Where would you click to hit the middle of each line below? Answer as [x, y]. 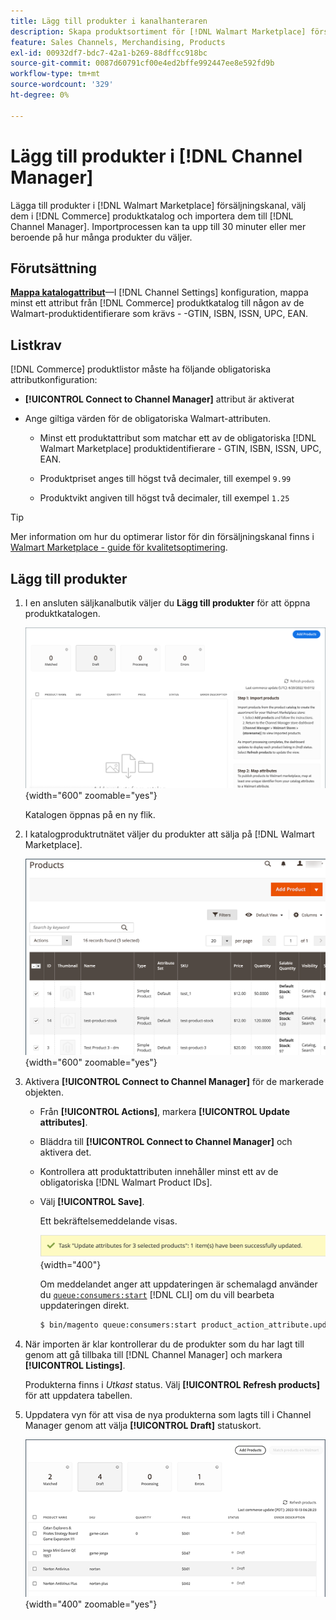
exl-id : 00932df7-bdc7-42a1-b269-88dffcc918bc [109, 53]
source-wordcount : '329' [62, 85]
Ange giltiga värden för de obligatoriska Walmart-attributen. [148, 419]
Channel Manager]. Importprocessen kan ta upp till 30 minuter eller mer [158, 226]
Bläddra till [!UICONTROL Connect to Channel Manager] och [166, 1142]
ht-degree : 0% [40, 95]
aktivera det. [65, 1152]
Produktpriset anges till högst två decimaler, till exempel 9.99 [165, 479]
